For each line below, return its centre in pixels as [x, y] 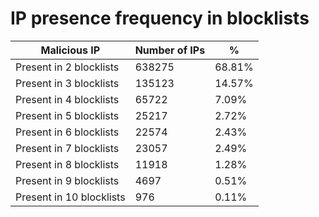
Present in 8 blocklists [67, 164]
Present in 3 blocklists [67, 83]
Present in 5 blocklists [67, 115]
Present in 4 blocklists [67, 99]
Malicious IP [70, 50]
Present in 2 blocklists [67, 67]
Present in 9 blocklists [67, 180]
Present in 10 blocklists [70, 197]
